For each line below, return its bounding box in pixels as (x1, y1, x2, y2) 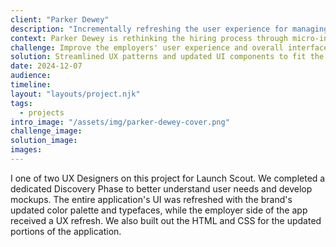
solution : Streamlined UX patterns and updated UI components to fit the (10, 52, 325, 62)
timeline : (10, 80, 52, 90)
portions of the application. (10, 225, 122, 237)
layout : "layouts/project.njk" (10, 89, 141, 99)
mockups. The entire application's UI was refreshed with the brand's (10, 193, 293, 205)
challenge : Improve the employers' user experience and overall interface (10, 42, 329, 53)
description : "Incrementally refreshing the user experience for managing (10, 24, 329, 34)
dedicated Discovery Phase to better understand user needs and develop (10, 182, 313, 195)
